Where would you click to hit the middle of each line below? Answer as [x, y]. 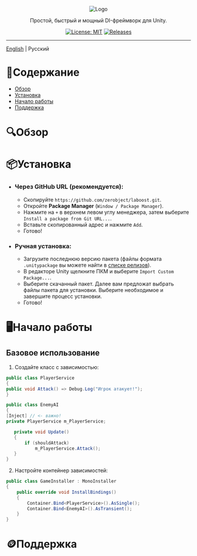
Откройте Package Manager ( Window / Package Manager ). [94, 206]
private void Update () [41, 432]
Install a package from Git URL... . [67, 218]
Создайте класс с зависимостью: [57, 367]
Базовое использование [53, 353]
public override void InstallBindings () [67, 492]
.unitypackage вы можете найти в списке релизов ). [87, 265]
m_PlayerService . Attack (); [68, 448]
